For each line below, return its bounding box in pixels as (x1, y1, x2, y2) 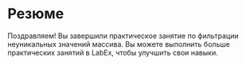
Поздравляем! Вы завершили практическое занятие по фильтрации (7, 31, 239, 40)
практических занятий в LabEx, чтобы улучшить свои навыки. (7, 48, 218, 57)
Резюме (7, 5, 64, 23)
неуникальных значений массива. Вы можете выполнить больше (7, 39, 230, 48)
